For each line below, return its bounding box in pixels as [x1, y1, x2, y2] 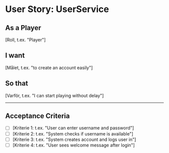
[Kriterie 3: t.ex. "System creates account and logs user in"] [12, 136, 136, 142]
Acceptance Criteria [5, 112, 70, 120]
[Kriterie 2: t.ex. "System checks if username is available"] [12, 130, 133, 136]
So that [5, 79, 29, 88]
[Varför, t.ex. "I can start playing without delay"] [5, 92, 104, 98]
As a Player [5, 24, 41, 32]
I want [5, 51, 25, 60]
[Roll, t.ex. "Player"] [5, 37, 46, 43]
